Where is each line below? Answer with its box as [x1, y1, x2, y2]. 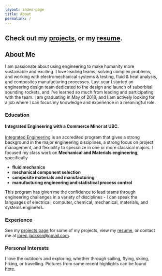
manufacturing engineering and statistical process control [12, 180, 132, 185]
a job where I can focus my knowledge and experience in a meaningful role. [5, 99, 156, 105]
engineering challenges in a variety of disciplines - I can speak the [5, 194, 138, 200]
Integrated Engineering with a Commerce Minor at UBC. [5, 123, 119, 129]
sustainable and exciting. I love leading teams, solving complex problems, [5, 68, 151, 74]
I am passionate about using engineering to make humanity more [5, 63, 134, 69]
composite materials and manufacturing [12, 174, 95, 180]
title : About [5, 12, 31, 16]
